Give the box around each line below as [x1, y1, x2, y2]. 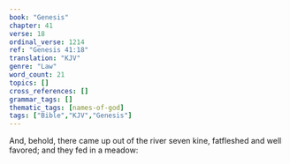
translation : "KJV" [9, 54, 81, 63]
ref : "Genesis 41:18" [9, 46, 89, 55]
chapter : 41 [9, 21, 53, 30]
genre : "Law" [9, 63, 57, 71]
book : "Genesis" [9, 12, 69, 22]
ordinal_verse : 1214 [9, 37, 86, 47]
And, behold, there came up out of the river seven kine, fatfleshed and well [9, 136, 282, 146]
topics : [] [9, 78, 50, 87]
